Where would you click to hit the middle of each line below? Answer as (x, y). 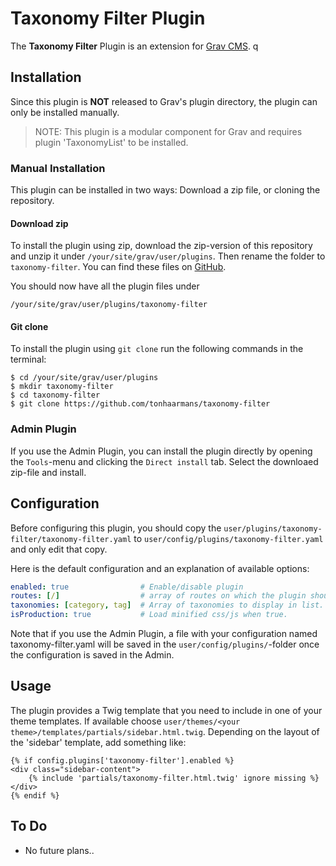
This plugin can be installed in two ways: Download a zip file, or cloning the (165, 190)
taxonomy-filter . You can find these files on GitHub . (118, 267)
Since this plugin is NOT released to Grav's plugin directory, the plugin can (164, 101)
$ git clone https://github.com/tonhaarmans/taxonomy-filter (140, 404)
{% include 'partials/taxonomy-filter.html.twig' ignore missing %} (174, 778)
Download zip (39, 223)
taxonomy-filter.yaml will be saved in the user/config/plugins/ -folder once (165, 644)
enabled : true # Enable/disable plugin (127, 587)
